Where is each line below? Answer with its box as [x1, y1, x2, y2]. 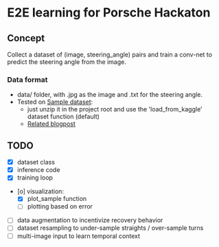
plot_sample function [27, 195, 87, 203]
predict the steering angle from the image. [7, 58, 127, 66]
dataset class [16, 158, 55, 167]
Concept [7, 32, 45, 44]
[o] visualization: [16, 187, 64, 195]
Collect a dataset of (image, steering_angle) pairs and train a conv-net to [7, 50, 213, 58]
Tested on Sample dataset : [16, 98, 93, 106]
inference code [16, 166, 60, 174]
